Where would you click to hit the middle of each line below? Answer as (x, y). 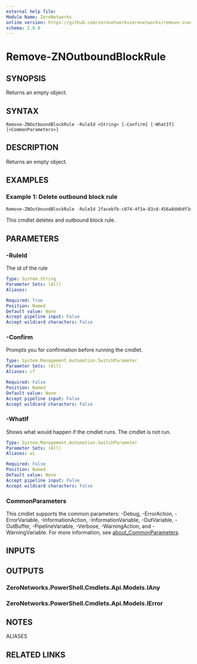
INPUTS (21, 551)
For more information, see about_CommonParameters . (114, 533)
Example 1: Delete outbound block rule (62, 197)
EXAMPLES (27, 180)
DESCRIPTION (32, 148)
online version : (26, 22)
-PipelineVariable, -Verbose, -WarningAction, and (91, 526)
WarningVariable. (27, 533)
